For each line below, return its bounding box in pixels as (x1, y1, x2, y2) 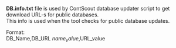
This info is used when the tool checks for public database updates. (6, 18, 170, 24)
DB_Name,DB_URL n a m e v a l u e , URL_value (6, 35, 106, 43)
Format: (6, 29, 25, 36)
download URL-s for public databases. (6, 11, 99, 18)
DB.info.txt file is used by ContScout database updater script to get (6, 5, 170, 12)
